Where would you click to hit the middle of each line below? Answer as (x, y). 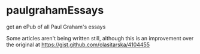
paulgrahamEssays (55, 10)
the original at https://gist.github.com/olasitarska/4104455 (78, 45)
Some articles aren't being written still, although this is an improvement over (100, 38)
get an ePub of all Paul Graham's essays (56, 27)
